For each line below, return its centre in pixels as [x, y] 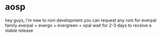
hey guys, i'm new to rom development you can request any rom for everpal [81, 20]
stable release [19, 30]
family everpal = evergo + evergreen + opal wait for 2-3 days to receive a [78, 25]
